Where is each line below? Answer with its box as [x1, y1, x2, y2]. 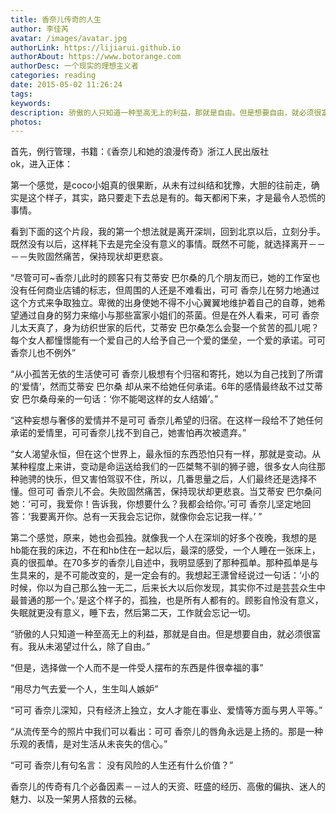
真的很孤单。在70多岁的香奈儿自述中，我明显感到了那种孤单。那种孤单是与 [10, 557, 319, 569]
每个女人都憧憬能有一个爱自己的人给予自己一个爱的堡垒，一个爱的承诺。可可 [10, 334, 326, 346]
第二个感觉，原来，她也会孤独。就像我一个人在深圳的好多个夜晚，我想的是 [10, 532, 317, 544]
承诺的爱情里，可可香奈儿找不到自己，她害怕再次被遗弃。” [10, 427, 247, 439]
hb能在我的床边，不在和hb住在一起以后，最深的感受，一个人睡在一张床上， [10, 544, 321, 556]
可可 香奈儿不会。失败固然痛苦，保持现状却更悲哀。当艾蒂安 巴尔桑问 [36, 486, 322, 498]
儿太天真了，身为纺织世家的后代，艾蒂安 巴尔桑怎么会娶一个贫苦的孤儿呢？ [10, 322, 320, 334]
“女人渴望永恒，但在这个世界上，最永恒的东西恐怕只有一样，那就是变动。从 [10, 448, 322, 460]
